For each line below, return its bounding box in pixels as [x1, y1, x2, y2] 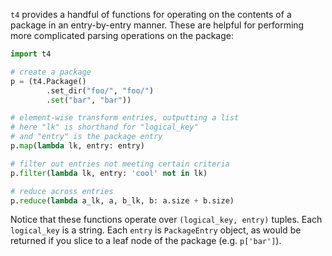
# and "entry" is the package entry [10, 132, 163, 142]
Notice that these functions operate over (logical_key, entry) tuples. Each [10, 214, 323, 226]
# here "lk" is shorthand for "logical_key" [10, 122, 199, 133]
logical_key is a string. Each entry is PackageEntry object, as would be [10, 224, 302, 236]
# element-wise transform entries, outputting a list [10, 113, 240, 123]
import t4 [10, 49, 52, 59]
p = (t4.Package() [10, 76, 87, 86]
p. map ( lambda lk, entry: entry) [10, 141, 145, 151]
